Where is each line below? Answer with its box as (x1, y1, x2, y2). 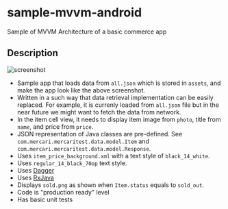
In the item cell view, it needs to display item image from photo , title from (16, 115, 221, 123)
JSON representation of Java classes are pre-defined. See (16, 130, 183, 138)
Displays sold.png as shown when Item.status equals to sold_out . (16, 180, 204, 189)
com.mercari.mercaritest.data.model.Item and (16, 137, 149, 145)
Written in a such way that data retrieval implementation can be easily (16, 93, 214, 101)
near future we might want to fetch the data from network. (16, 108, 181, 116)
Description (7, 47, 58, 59)
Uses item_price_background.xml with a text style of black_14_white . (16, 151, 210, 160)
